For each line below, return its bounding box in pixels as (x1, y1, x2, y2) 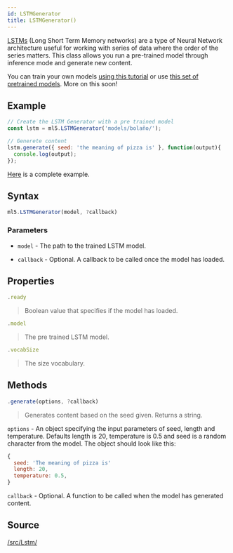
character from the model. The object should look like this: (7, 439, 177, 448)
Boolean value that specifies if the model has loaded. (24, 307, 178, 315)
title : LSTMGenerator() (7, 17, 77, 24)
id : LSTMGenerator (7, 10, 61, 18)
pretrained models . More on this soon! (7, 79, 118, 88)
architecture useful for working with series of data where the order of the (7, 44, 219, 52)
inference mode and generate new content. (7, 58, 133, 67)
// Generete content (7, 138, 68, 145)
